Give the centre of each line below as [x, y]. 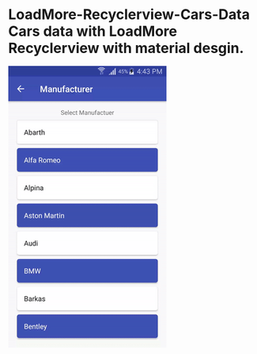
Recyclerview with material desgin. [126, 48]
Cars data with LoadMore [93, 31]
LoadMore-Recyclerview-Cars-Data [129, 15]
